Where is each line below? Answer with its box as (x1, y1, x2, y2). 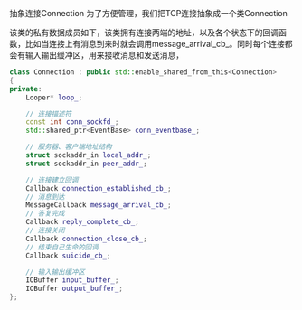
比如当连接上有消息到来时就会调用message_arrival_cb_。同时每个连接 (24, 39, 285, 49)
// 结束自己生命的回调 (25, 242, 99, 251)
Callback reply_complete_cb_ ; (25, 218, 140, 227)
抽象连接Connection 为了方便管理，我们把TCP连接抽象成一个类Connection (9, 8, 288, 18)
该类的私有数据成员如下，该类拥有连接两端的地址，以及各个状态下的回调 (9, 27, 278, 38)
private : (9, 84, 42, 93)
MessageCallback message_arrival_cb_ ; (25, 201, 172, 210)
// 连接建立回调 (25, 175, 79, 184)
